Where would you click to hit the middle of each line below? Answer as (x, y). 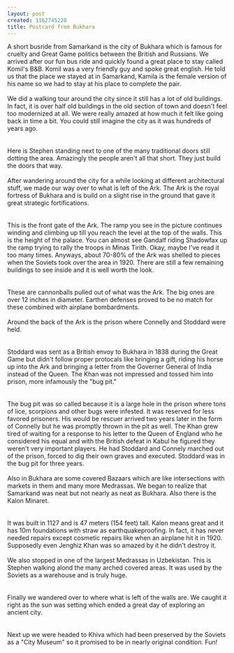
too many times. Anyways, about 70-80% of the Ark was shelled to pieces (114, 255)
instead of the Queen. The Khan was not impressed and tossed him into (110, 374)
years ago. (23, 129)
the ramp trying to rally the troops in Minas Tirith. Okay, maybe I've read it (114, 248)
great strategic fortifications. (48, 203)
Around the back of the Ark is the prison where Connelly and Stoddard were (117, 322)
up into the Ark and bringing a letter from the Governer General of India (109, 367)
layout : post (26, 14)
